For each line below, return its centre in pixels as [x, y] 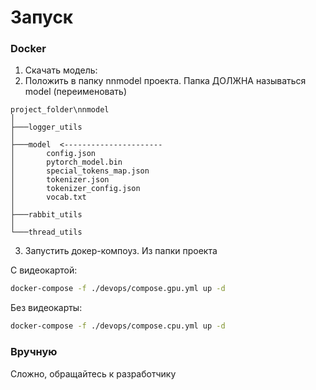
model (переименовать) [76, 92]
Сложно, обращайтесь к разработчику [93, 373]
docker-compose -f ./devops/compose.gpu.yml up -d [118, 289]
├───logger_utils [46, 127]
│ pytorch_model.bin [66, 162]
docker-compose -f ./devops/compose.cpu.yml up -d [118, 326]
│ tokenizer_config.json [75, 189]
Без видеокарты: [46, 308]
